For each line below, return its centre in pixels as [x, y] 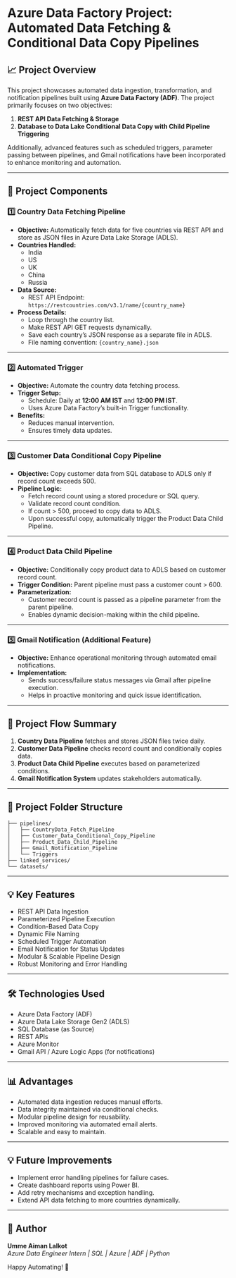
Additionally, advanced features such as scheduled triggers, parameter [110, 147]
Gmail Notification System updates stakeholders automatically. [110, 778]
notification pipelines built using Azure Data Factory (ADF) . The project [111, 98]
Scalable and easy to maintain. [62, 1131]
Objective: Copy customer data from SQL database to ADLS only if [114, 474]
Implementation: [42, 672]
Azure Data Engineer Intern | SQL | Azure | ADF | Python [89, 1253]
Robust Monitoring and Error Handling [72, 964]
